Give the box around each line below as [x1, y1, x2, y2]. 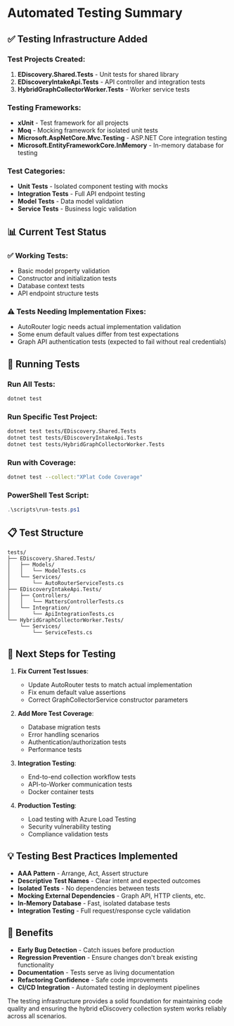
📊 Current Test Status [7, 225, 107, 237]
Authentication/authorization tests [27, 738, 126, 746]
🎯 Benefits [7, 927, 54, 939]
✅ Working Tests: [7, 250, 69, 260]
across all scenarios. [7, 1011, 67, 1020]
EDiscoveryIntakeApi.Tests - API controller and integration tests [17, 78, 206, 86]
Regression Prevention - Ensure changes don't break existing [17, 953, 198, 961]
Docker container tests [27, 787, 94, 796]
